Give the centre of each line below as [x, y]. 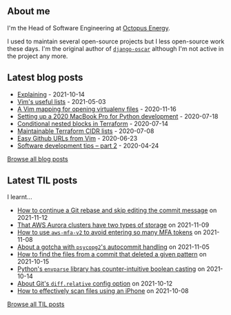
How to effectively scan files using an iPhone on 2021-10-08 [103, 291]
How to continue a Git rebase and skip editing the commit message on [117, 210]
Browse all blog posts [38, 159]
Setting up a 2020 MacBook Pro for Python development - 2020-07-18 [118, 116]
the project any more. [38, 56]
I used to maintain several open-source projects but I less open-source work [116, 41]
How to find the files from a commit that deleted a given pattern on [112, 254]
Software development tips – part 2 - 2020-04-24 [88, 145]
